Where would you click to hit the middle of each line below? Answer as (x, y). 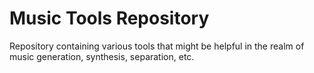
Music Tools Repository (109, 18)
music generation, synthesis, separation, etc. (102, 56)
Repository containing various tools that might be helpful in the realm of (157, 46)
